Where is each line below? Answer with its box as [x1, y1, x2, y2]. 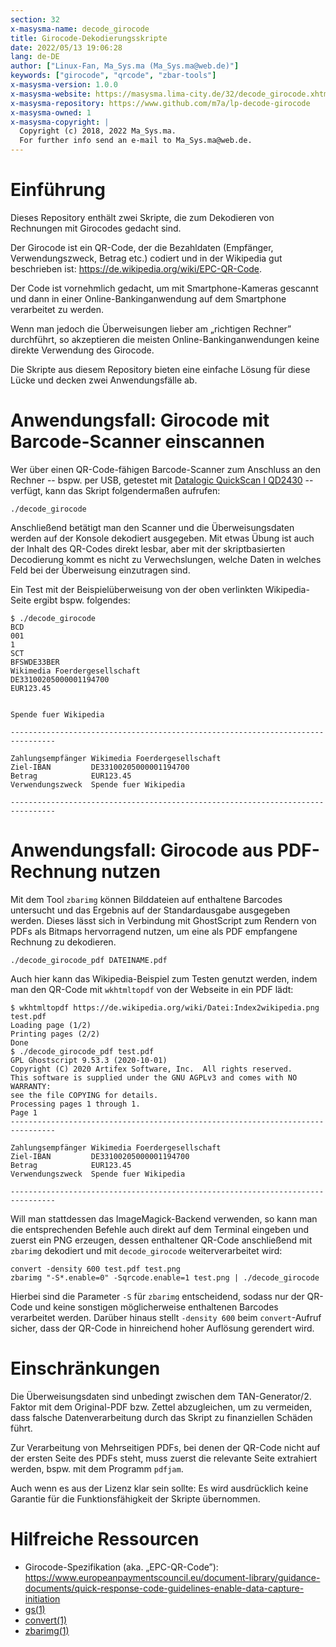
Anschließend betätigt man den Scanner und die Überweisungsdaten [10, 521, 295, 533]
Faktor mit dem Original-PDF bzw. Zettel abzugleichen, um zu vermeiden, [10, 1401, 313, 1413]
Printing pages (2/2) [10, 1029, 101, 1039]
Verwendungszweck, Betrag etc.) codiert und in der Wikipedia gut [10, 252, 283, 264]
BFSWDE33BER [10, 657, 60, 667]
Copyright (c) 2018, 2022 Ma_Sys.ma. [19, 126, 177, 136]
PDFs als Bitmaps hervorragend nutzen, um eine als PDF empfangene [10, 925, 298, 937]
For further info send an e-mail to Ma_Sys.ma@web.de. [19, 136, 253, 146]
